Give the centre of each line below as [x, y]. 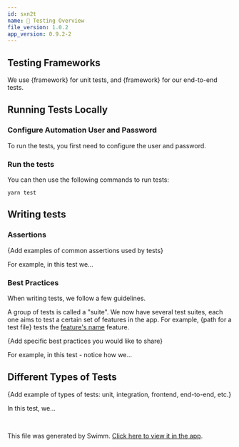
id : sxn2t [22, 14]
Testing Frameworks [54, 62]
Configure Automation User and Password [82, 130]
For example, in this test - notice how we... [70, 355]
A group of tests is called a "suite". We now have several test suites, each [115, 312]
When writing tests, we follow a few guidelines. [77, 298]
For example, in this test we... [51, 264]
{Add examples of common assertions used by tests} [86, 250]
